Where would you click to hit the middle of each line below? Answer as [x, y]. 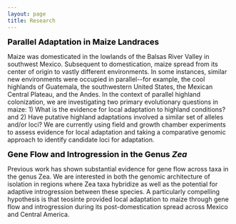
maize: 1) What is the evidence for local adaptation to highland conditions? [117, 109]
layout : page [27, 14]
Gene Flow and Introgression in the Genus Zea [97, 154]
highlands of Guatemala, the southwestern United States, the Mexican [110, 87]
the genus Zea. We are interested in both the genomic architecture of [109, 176]
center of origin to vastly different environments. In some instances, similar [117, 71]
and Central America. [39, 214]
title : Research [31, 21]
